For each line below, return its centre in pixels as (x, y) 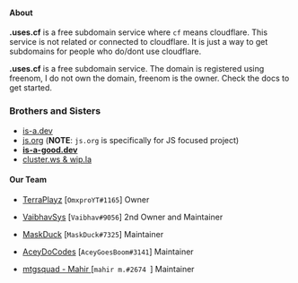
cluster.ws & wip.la (57, 159)
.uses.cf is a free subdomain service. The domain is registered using (137, 69)
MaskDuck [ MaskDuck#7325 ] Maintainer (93, 234)
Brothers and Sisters (55, 111)
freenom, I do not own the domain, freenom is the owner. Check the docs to (149, 78)
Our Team (28, 180)
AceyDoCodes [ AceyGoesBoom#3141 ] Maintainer (108, 252)
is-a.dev (38, 131)
